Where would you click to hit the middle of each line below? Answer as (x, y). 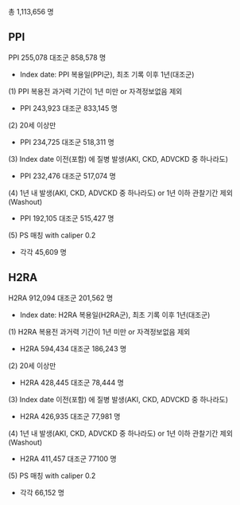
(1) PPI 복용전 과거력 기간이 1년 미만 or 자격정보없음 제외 (95, 91)
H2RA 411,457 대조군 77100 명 (68, 458)
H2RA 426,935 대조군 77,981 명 (70, 416)
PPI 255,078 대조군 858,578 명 (57, 57)
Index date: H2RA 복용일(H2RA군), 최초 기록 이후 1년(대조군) (115, 315)
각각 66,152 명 (42, 492)
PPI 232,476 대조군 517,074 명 (68, 176)
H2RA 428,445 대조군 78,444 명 (72, 382)
